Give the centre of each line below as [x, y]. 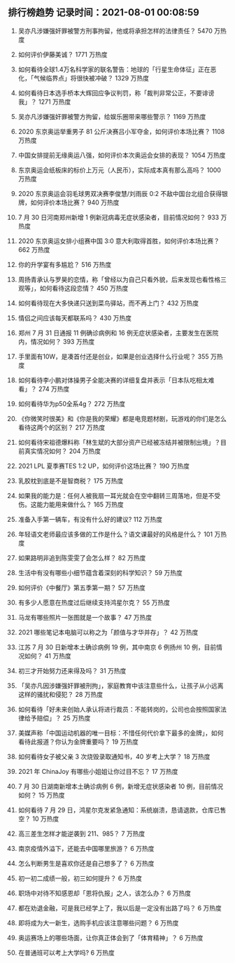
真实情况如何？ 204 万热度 [63, 451]
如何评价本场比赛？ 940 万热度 [75, 202]
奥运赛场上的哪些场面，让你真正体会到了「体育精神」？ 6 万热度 [111, 938]
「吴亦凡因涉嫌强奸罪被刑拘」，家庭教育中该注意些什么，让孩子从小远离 [121, 686]
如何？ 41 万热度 [48, 656]
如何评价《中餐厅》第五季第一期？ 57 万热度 [81, 588]
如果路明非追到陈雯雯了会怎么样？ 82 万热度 [82, 557]
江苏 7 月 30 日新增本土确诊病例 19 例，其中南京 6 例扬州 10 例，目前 [117, 647]
